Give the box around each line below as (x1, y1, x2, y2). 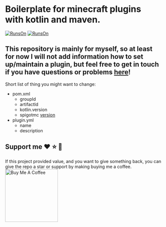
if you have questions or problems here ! (5, 68, 131, 76)
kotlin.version (19, 107, 48, 113)
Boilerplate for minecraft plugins (5, 3, 141, 15)
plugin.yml (12, 117, 34, 123)
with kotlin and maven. (5, 14, 101, 25)
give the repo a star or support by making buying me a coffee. (5, 164, 132, 170)
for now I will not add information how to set (5, 53, 144, 61)
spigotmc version (19, 112, 55, 117)
